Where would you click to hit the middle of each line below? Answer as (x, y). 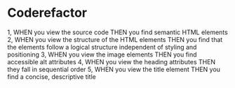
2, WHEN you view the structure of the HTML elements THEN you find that (115, 39)
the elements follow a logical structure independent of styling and (102, 47)
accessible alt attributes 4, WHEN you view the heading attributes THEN (112, 61)
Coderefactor (47, 13)
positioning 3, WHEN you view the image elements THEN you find (102, 54)
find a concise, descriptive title (52, 76)
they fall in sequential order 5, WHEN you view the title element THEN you (114, 69)
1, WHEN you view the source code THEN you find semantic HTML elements (117, 32)
